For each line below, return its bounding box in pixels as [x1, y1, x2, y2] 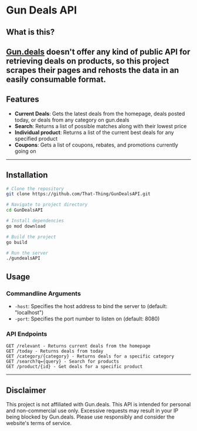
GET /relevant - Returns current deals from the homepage [6, 343, 151, 349]
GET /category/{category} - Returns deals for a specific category [6, 353, 175, 359]
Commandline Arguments [6, 289, 81, 298]
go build [6, 239, 28, 245]
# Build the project [6, 233, 57, 240]
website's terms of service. [6, 420, 72, 427]
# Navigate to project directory [6, 202, 88, 208]
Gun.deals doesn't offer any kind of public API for [6, 46, 191, 56]
